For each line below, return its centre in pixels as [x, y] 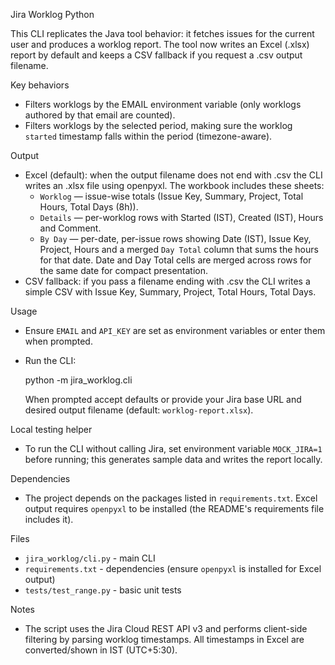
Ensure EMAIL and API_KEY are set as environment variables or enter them [175, 330]
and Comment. [70, 228]
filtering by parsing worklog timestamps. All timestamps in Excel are [164, 639]
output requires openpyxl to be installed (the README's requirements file [174, 508]
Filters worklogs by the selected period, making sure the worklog [158, 125]
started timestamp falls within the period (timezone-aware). [148, 136]
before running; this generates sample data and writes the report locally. [173, 459]
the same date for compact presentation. [124, 270]
